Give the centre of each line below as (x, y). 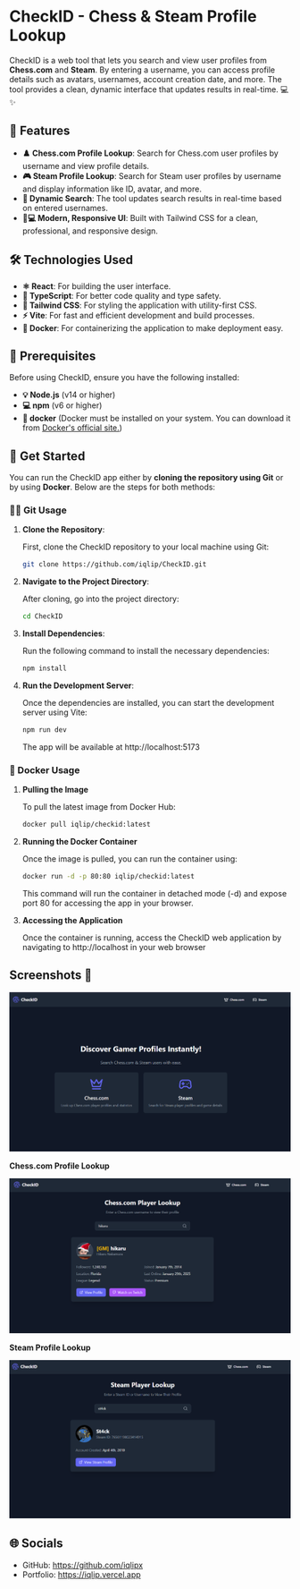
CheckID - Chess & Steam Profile (133, 17)
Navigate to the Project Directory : (86, 582)
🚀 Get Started (47, 456)
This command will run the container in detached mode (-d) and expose (154, 894)
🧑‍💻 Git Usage (38, 510)
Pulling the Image (55, 790)
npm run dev (44, 730)
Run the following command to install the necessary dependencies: (146, 651)
